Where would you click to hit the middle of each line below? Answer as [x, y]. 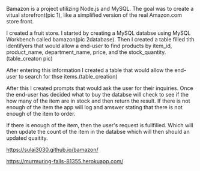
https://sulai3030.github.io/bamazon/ [52, 150]
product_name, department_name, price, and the [67, 52]
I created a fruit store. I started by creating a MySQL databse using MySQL [98, 33]
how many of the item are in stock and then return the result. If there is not [98, 101]
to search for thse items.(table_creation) [68, 76]
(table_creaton [24, 58]
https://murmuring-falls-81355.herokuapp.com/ [65, 161]
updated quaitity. [27, 138]
